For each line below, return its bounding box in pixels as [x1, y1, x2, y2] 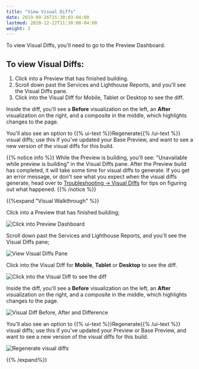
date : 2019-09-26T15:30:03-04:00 [6, 14, 90, 20]
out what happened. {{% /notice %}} [6, 186, 97, 193]
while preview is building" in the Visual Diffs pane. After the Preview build [6, 161, 186, 168]
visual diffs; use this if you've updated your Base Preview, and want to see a [6, 136, 194, 143]
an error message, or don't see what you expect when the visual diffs [6, 173, 177, 180]
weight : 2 [6, 25, 31, 32]
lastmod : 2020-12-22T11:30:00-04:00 [6, 20, 97, 26]
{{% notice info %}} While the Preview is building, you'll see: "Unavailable [6, 154, 188, 161]
